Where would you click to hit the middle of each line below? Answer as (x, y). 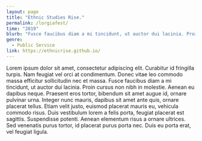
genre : (14, 40)
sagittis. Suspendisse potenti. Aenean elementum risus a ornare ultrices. (96, 119)
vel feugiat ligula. (27, 131)
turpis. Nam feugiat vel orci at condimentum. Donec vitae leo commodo (95, 74)
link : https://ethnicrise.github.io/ (54, 51)
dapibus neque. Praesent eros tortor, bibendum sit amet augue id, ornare (96, 93)
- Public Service (33, 46)
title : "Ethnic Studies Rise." (45, 17)
